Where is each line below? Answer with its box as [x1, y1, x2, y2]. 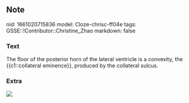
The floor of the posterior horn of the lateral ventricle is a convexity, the [6, 56, 183, 63]
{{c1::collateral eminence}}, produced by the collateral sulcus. [6, 62, 159, 69]
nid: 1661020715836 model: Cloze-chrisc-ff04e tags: [6, 20, 137, 28]
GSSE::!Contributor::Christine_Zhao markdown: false [6, 27, 136, 34]
